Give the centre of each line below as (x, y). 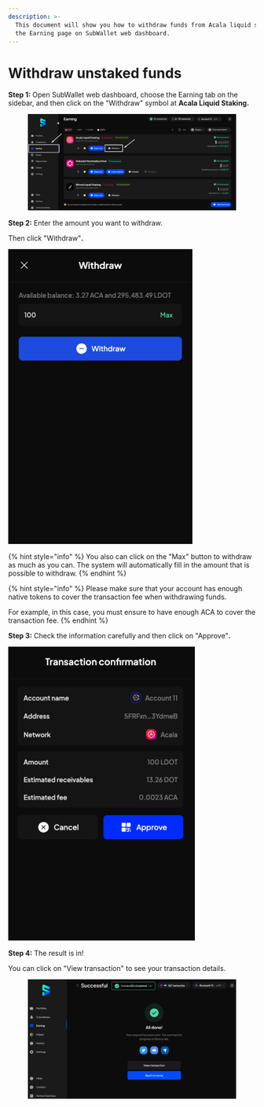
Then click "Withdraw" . (46, 238)
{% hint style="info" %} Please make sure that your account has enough (125, 589)
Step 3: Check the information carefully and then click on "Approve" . (119, 636)
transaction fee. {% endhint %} (58, 620)
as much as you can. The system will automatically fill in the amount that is (129, 565)
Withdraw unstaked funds (95, 73)
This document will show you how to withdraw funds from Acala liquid (133, 25)
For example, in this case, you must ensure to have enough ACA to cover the (132, 612)
